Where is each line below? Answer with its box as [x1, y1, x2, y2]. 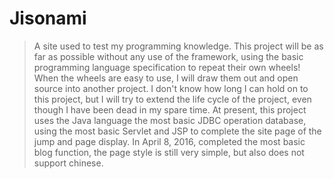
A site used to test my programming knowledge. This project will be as [33, 40, 324, 52]
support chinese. [33, 157, 104, 169]
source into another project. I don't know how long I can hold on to [33, 82, 309, 94]
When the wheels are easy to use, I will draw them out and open [33, 72, 299, 84]
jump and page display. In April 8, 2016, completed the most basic [33, 135, 306, 147]
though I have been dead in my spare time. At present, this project [33, 103, 307, 116]
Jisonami [9, 7, 87, 30]
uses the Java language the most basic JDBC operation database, [33, 114, 307, 126]
